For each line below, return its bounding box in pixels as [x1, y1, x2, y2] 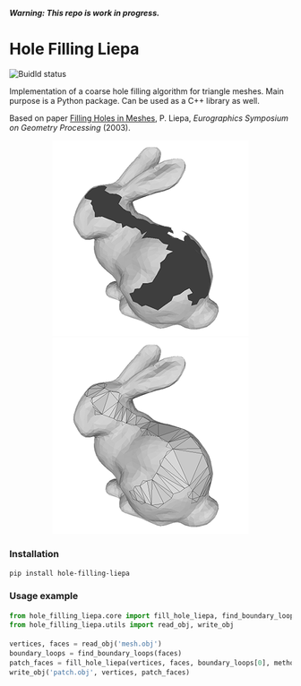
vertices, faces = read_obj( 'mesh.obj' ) [9, 639, 163, 648]
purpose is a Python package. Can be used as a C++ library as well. [9, 95, 260, 106]
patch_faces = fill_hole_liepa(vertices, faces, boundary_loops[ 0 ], [9, 658, 271, 667]
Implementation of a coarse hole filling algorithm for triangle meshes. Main [9, 85, 284, 97]
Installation [9, 547, 60, 560]
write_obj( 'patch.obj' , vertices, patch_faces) [9, 667, 191, 677]
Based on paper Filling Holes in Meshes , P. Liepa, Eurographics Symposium [9, 112, 288, 124]
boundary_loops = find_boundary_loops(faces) [9, 649, 182, 658]
